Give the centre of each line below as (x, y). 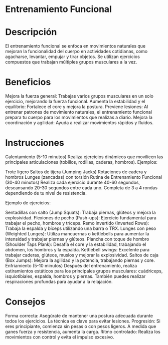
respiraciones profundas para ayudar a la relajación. (59, 282)
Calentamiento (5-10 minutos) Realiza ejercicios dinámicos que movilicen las (84, 157)
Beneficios (28, 82)
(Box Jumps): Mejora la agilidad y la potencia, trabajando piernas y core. (80, 260)
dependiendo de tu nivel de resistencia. (46, 193)
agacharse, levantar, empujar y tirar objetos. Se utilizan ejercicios (73, 57)
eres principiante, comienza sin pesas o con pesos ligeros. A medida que (81, 326)
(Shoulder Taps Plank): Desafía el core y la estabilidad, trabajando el (76, 244)
